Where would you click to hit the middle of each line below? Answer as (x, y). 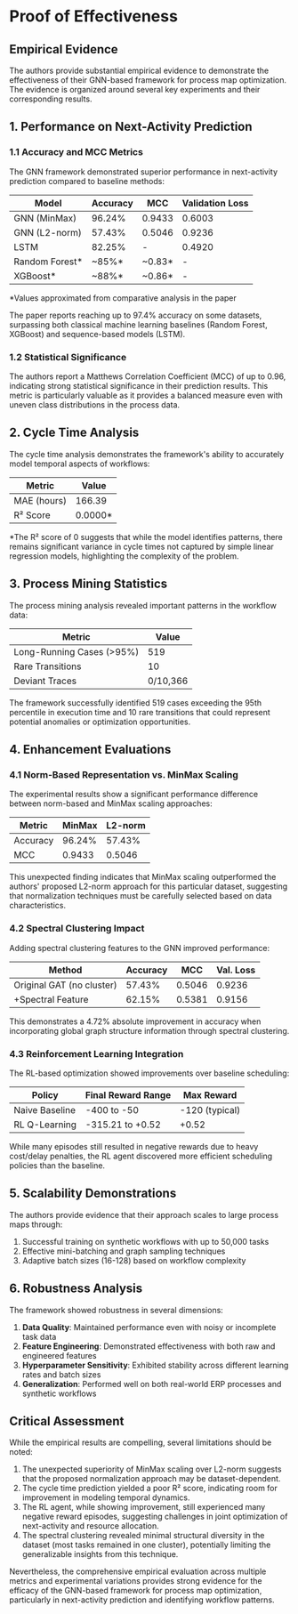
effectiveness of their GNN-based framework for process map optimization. (148, 80)
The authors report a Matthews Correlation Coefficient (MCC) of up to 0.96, (148, 376)
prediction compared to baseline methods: (87, 181)
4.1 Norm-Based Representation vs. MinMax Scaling (124, 774)
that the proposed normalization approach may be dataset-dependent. (151, 1479)
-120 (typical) (210, 1110)
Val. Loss (236, 970)
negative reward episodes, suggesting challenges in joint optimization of (155, 1517)
